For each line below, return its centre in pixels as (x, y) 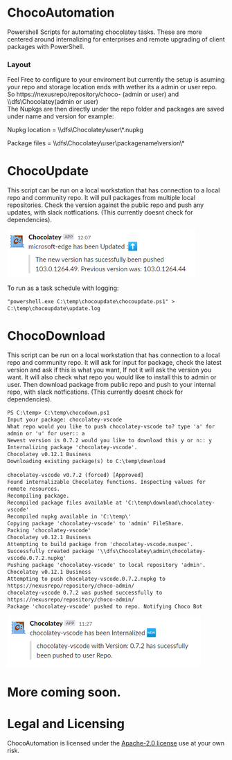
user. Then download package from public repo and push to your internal (111, 385)
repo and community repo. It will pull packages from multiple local (101, 198)
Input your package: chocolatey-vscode (65, 420)
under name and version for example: (61, 116)
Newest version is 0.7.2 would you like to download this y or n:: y (110, 441)
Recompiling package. (38, 496)
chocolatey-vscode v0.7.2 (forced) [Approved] (75, 476)
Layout (19, 64)
